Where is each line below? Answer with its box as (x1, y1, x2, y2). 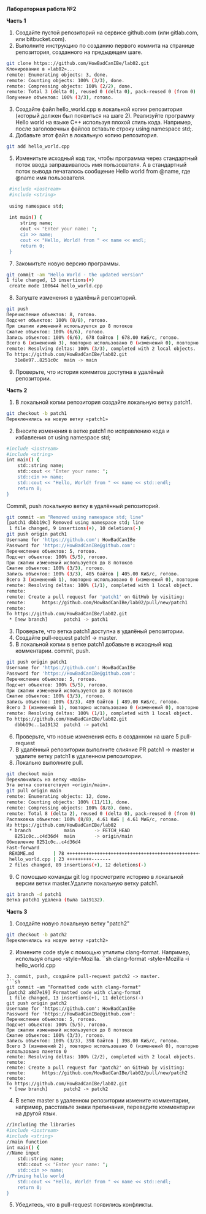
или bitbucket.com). (15, 36, 66, 42)
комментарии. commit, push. (15, 647, 91, 654)
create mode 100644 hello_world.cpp (9, 283, 103, 289)
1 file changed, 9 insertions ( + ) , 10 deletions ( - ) (9, 525, 141, 532)
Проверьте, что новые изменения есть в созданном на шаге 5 (15, 732, 179, 740)
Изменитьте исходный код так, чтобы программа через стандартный (15, 154, 198, 162)
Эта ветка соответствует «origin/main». (6, 782, 112, 788)
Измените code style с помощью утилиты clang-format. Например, (15, 949, 191, 955)
